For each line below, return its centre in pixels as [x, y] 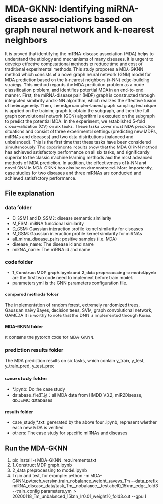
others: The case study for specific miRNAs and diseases [70, 433]
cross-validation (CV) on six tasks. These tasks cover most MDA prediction [80, 126]
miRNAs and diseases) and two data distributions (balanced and [69, 136]
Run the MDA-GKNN [36, 448]
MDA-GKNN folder [24, 326]
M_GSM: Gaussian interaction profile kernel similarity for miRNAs [77, 233]
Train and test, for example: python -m [51, 475]
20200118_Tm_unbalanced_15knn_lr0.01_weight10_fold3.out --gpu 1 [79, 496]
